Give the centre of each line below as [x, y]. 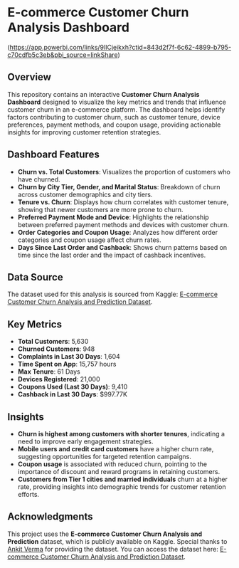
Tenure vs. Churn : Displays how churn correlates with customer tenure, [123, 202]
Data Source [35, 277]
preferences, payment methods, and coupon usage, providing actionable [114, 125]
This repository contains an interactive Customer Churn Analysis [103, 94]
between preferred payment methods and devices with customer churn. [123, 224]
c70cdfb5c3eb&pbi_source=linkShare [63, 55]
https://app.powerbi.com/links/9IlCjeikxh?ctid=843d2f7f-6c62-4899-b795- [121, 47]
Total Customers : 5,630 [53, 342]
